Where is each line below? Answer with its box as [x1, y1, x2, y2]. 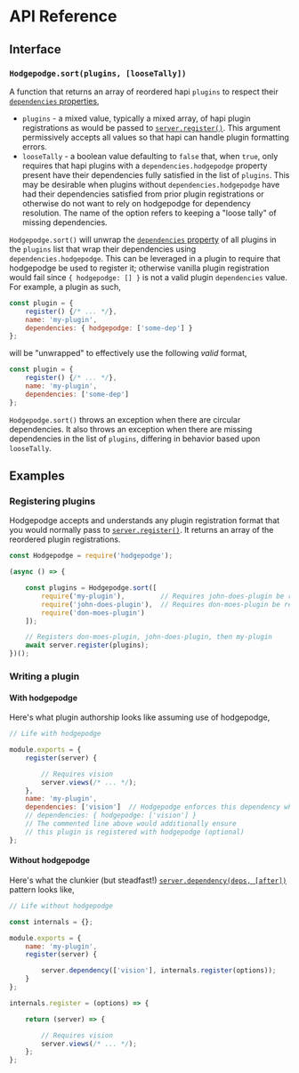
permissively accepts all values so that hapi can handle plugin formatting [21, 132, 289, 142]
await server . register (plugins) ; [25, 641, 149, 650]
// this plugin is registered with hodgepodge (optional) [25, 827, 245, 836]
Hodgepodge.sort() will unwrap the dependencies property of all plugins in [9, 234, 278, 245]
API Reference [9, 6, 117, 27]
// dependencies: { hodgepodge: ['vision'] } [25, 811, 198, 820]
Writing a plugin [9, 670, 80, 682]
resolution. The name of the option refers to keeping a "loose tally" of [21, 207, 278, 218]
